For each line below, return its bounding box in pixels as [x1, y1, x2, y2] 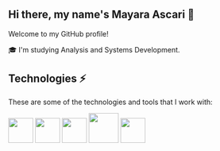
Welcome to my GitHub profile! [8, 29, 109, 38]
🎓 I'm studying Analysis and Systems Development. [8, 45, 180, 54]
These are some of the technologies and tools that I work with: [8, 97, 213, 106]
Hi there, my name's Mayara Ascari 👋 [8, 8, 195, 21]
